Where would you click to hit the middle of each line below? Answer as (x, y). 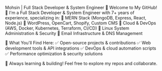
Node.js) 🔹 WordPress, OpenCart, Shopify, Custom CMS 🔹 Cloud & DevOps (81, 23)
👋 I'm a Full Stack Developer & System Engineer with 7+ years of (70, 13)
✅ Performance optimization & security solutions (54, 54)
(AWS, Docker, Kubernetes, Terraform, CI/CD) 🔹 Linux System (67, 28)
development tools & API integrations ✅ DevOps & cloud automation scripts (81, 48)
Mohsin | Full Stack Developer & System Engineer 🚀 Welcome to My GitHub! (81, 8)
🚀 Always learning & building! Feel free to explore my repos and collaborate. (81, 63)
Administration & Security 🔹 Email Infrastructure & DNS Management (74, 33)
